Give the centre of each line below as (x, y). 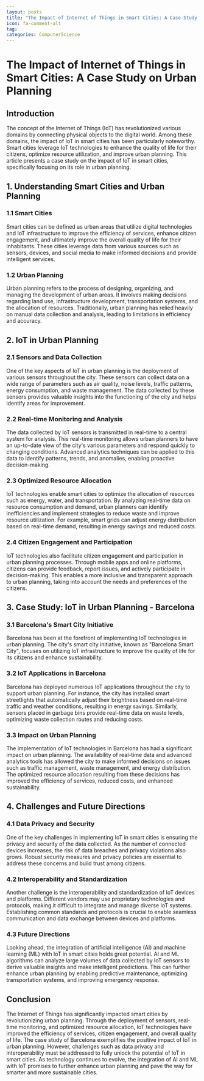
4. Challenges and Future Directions (76, 807)
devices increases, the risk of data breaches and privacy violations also (96, 850)
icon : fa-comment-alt (34, 23)
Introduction (30, 113)
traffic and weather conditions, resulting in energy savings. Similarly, (92, 706)
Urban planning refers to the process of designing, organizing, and (90, 289)
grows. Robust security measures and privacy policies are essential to (94, 857)
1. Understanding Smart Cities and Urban (86, 186)
